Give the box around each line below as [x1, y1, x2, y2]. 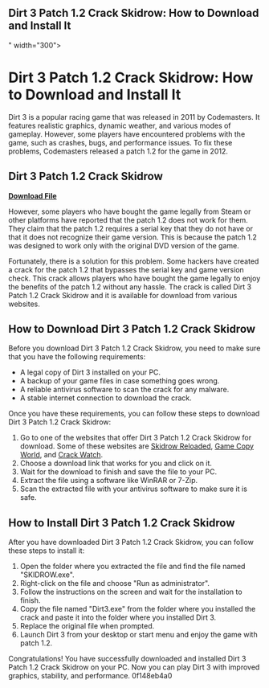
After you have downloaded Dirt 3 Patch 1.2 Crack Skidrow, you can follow [8, 538, 255, 547]
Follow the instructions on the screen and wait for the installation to [19, 587, 243, 597]
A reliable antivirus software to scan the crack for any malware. [19, 385, 230, 395]
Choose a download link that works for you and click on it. [19, 458, 213, 469]
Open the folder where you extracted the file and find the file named [19, 562, 246, 571]
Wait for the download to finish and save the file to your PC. [19, 467, 218, 477]
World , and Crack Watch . [19, 450, 104, 460]
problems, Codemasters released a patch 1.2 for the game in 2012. [8, 146, 229, 156]
